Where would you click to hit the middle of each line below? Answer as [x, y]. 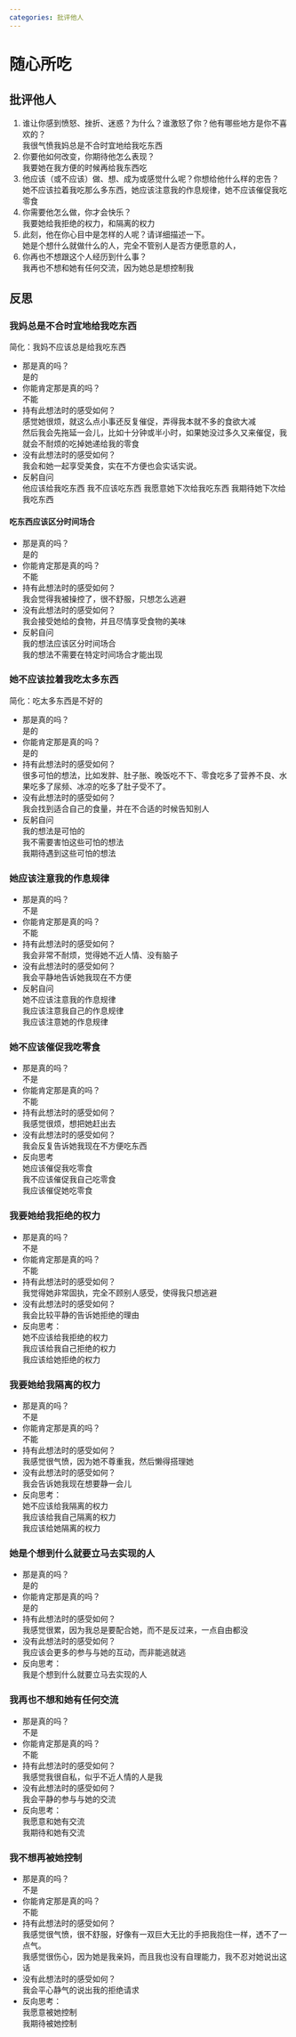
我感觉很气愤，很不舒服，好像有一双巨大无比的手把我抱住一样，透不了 [151, 1934]
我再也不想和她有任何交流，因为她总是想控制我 [108, 267]
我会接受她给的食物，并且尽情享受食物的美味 [104, 621]
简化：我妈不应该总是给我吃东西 [68, 347]
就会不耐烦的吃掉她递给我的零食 [80, 444]
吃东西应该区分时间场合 [52, 521]
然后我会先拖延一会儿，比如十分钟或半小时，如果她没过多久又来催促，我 [154, 433]
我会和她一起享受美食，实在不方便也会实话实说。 [112, 466]
